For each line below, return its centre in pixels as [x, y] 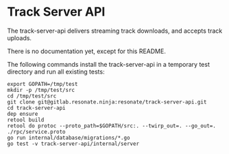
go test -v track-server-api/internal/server [73, 144]
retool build [26, 120]
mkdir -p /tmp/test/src [41, 90]
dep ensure [23, 114]
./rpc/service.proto [37, 132]
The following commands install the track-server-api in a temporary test [109, 64]
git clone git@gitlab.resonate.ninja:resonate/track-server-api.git [107, 102]
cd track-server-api [37, 108]
